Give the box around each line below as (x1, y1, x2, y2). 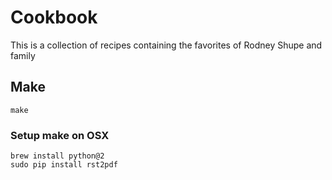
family (10, 49, 36, 61)
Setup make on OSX (10, 128, 110, 142)
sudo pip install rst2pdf (10, 160, 118, 170)
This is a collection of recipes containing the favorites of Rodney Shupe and (10, 39, 323, 51)
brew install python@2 (10, 151, 105, 161)
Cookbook (10, 6, 98, 29)
